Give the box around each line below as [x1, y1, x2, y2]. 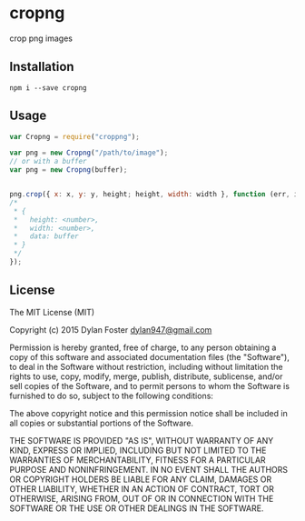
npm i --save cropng [9, 83, 88, 93]
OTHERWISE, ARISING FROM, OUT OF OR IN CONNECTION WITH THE [9, 493, 274, 504]
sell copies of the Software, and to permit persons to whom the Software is [9, 380, 290, 391]
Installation [9, 59, 74, 75]
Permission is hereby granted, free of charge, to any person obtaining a [9, 342, 277, 353]
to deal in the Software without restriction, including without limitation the [9, 361, 283, 372]
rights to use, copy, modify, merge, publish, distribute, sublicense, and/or [9, 371, 283, 382]
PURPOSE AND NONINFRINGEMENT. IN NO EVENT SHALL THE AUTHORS [9, 464, 289, 475]
